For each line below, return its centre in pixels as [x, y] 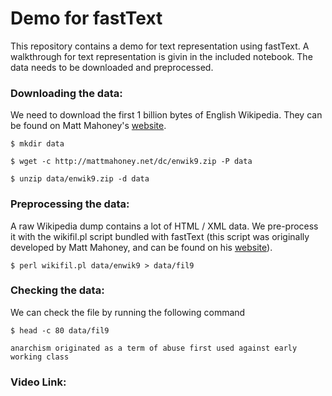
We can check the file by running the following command [128, 312]
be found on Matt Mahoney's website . [88, 126]
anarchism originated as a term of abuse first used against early [154, 348]
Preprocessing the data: [70, 204]
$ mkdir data [37, 144]
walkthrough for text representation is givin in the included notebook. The [161, 56]
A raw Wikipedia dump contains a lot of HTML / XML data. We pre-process [164, 226]
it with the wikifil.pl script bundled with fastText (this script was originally [160, 236]
